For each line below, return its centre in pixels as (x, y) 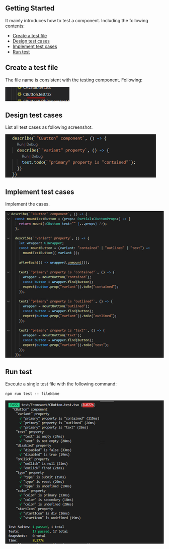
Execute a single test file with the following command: (61, 384)
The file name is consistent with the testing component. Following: (74, 80)
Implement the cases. (28, 204)
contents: (15, 26)
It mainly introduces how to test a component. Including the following (77, 20)
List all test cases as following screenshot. (49, 127)
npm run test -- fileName (32, 394)
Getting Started (30, 8)
